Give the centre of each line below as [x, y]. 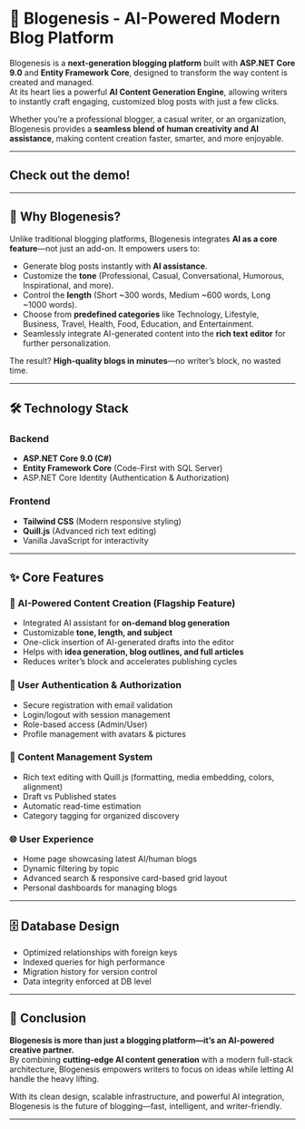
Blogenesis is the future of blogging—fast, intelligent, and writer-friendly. [146, 1105]
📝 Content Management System [81, 757]
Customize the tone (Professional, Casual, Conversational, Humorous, [153, 275]
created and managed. [52, 82]
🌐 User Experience [52, 839]
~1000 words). [49, 304]
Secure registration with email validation [98, 705]
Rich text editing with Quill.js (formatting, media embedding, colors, [148, 777]
